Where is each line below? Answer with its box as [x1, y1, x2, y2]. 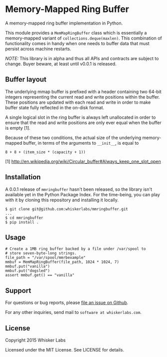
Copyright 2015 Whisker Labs [5, 337, 66, 343]
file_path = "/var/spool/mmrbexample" [5, 255, 86, 260]
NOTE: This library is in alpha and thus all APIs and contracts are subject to [5, 55, 159, 61]
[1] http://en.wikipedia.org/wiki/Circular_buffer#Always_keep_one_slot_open [5, 158, 161, 164]
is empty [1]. [5, 125, 31, 131]
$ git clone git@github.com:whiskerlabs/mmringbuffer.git [5, 206, 128, 211]
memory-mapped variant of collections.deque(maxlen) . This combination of [5, 35, 162, 41]
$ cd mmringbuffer [5, 215, 43, 220]
